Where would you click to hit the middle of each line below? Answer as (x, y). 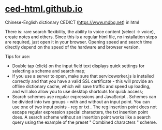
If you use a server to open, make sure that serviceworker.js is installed (83, 76)
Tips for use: (18, 56)
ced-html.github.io (44, 9)
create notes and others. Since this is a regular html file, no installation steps (81, 37)
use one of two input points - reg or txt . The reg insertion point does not (84, 107)
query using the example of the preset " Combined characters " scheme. (84, 122)
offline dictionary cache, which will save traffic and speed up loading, (81, 86)
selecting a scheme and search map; (49, 71)
